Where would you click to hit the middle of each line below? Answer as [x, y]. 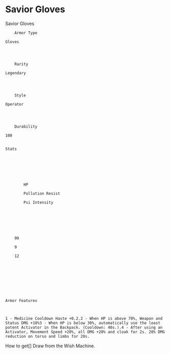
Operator [15, 104]
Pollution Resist [42, 193]
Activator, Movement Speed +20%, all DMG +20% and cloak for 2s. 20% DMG [85, 332]
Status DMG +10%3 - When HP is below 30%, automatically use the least [83, 323]
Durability [26, 127]
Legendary [16, 73]
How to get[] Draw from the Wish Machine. [50, 346]
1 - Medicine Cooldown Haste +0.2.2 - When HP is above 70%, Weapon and [84, 318]
